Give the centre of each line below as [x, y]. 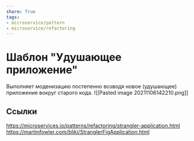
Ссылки [22, 111]
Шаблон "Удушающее [64, 57]
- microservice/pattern [36, 23]
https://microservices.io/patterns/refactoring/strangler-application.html [93, 126]
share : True [21, 12]
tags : [13, 17]
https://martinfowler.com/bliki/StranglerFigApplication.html [78, 132]
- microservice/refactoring [41, 28]
